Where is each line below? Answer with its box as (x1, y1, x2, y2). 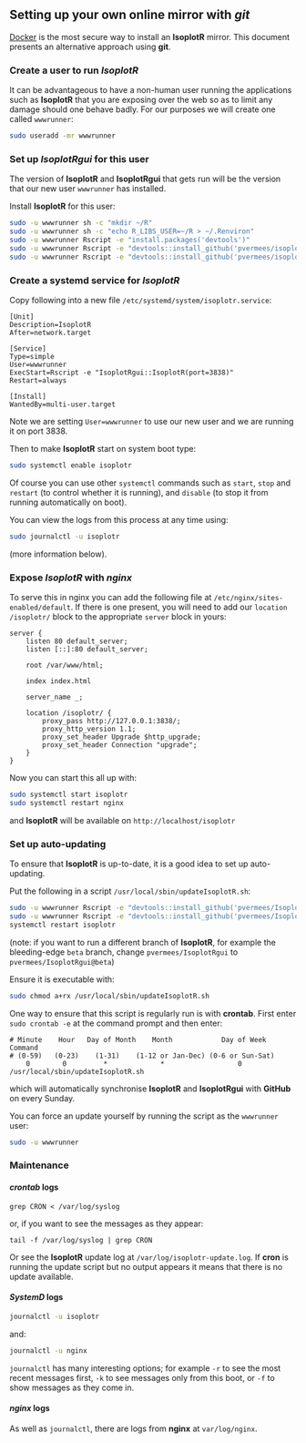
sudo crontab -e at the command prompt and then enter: (9, 1018, 223, 1029)
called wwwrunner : (9, 114, 74, 125)
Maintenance (9, 1159, 70, 1172)
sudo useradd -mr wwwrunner (9, 131, 117, 140)
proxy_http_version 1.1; (42, 724, 137, 733)
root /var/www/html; (25, 660, 104, 670)
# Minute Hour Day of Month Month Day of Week (9, 1035, 267, 1044)
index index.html (25, 677, 92, 686)
